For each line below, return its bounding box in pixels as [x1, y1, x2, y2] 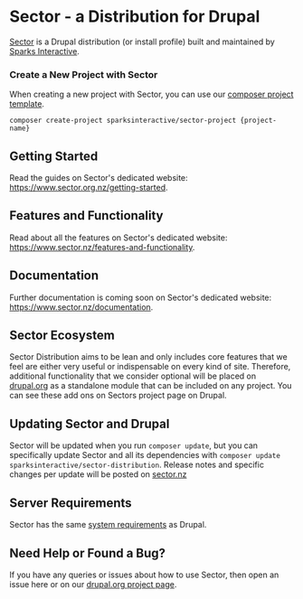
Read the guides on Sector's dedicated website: [9, 173, 188, 183]
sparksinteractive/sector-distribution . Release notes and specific [9, 459, 265, 471]
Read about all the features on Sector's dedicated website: [9, 232, 228, 243]
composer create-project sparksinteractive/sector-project [9, 116, 237, 126]
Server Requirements [9, 495, 133, 510]
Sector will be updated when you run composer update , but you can [9, 440, 259, 451]
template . [9, 98, 45, 109]
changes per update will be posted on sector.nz [9, 469, 187, 480]
